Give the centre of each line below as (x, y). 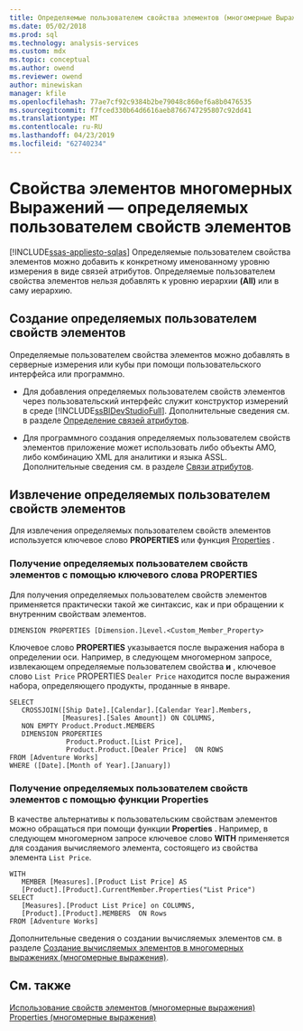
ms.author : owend (42, 69)
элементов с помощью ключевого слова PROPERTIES (133, 575)
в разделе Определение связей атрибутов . (106, 420)
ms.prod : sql (34, 34)
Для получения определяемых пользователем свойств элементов (138, 595)
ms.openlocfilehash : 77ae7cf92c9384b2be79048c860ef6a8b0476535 (131, 102)
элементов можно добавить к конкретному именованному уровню (140, 261)
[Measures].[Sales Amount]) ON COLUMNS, (139, 718)
